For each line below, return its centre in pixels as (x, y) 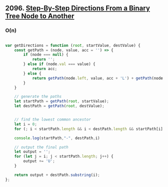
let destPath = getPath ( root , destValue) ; (59, 106)
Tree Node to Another (40, 16)
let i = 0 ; (26, 124)
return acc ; (45, 69)
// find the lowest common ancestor (53, 120)
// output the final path (41, 147)
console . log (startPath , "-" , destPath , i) (57, 138)
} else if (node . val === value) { (59, 64)
